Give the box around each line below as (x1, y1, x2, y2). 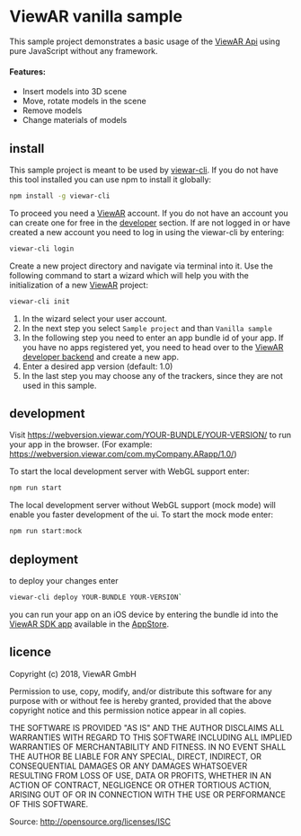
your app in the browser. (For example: (9, 439, 153, 450)
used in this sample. (22, 380, 97, 391)
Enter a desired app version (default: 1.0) (22, 361, 173, 372)
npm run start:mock (9, 527, 83, 536)
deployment (9, 551, 79, 567)
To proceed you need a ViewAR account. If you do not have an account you (9, 207, 289, 218)
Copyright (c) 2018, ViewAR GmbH (9, 668, 137, 679)
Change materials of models (22, 115, 128, 126)
